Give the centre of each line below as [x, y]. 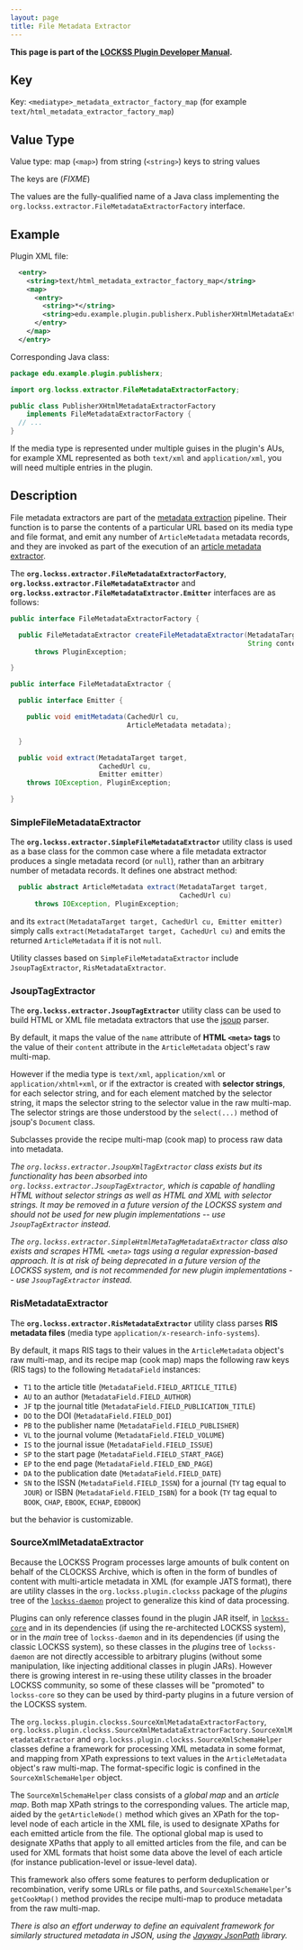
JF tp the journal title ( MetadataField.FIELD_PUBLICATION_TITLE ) [139, 1406]
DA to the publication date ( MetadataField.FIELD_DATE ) [122, 1473]
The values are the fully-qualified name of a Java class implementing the [145, 197]
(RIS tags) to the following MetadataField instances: [106, 1369]
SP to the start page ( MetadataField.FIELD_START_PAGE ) [123, 1454]
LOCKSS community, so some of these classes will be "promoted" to [137, 1685]
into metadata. [37, 1149]
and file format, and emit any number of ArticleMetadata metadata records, [150, 537]
